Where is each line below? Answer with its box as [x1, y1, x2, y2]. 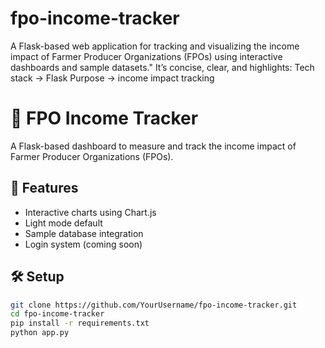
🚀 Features [10, 180, 79, 197]
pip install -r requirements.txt [10, 318, 150, 329]
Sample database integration [24, 227, 144, 239]
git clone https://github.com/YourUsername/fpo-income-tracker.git [10, 300, 298, 310]
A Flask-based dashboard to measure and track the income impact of [10, 140, 297, 152]
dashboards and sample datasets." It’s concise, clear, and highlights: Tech [10, 61, 315, 73]
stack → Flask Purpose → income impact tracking [10, 72, 215, 84]
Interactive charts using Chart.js [24, 206, 157, 218]
